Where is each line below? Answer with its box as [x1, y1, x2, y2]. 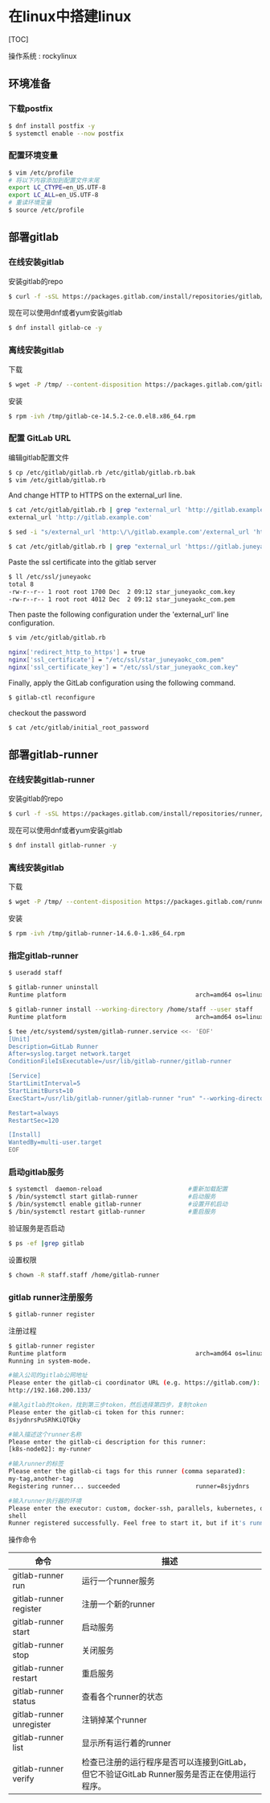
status [12, 1696, 36, 1707]
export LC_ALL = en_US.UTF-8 [8, 191, 99, 200]
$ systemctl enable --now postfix [8, 130, 125, 138]
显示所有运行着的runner [81, 1738, 171, 1749]
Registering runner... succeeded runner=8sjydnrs [8, 1482, 250, 1490]
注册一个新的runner [81, 1599, 155, 1610]
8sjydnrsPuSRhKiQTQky [8, 1416, 81, 1424]
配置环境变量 [8, 150, 59, 161]
